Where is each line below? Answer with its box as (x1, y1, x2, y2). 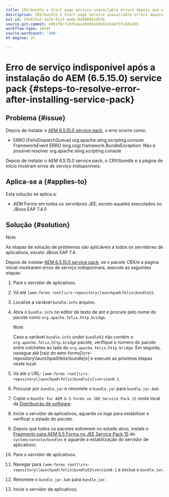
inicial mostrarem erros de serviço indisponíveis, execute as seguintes (6, 264, 151, 270)
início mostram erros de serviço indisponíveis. (6, 162, 101, 169)
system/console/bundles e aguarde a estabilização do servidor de (13, 436, 149, 442)
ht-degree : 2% (6, 36, 36, 41)
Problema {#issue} (6, 114, 66, 123)
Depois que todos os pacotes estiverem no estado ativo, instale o (13, 425, 149, 431)
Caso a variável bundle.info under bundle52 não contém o (13, 334, 134, 340)
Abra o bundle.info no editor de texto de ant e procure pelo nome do (13, 309, 156, 315)
